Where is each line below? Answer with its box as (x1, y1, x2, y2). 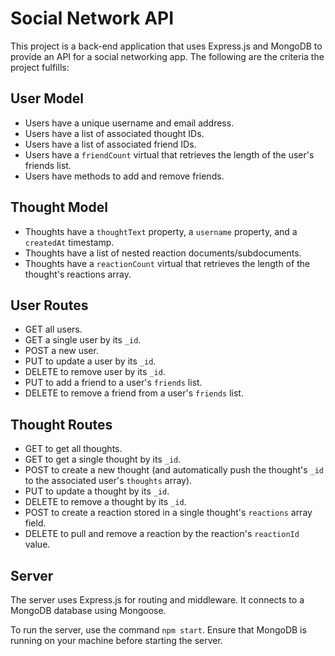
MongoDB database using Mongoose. (10, 605, 167, 616)
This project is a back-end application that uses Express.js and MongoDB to (10, 40, 323, 52)
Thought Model (10, 199, 108, 216)
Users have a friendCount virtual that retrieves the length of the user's (24, 148, 315, 161)
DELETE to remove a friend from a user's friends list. (24, 387, 244, 399)
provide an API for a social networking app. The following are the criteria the (10, 50, 325, 62)
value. (24, 538, 51, 551)
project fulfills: (10, 61, 70, 73)
